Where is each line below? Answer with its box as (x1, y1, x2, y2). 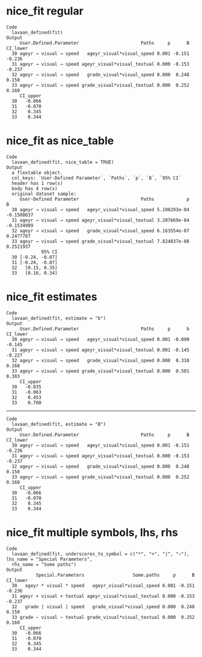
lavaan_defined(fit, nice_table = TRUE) (11, 159, 114, 165)
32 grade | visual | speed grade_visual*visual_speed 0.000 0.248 (11, 603, 195, 610)
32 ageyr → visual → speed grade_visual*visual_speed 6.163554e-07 (11, 227, 189, 233)
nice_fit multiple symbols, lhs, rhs (6, 526, 179, 539)
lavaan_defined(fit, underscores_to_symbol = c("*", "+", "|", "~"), (11, 551, 189, 557)
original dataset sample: (11, 191, 77, 197)
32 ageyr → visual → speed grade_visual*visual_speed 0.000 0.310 (11, 357, 189, 363)
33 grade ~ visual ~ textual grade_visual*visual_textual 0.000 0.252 (11, 614, 195, 620)
